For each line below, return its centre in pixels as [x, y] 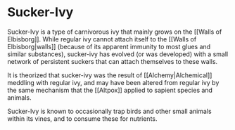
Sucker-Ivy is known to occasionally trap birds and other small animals [110, 111]
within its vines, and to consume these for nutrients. [82, 118]
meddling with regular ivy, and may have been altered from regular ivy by [113, 82]
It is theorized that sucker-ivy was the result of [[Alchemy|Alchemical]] [110, 75]
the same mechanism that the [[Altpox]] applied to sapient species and [110, 90]
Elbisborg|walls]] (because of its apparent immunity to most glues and [109, 46]
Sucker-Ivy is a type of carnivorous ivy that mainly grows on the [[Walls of [115, 32]
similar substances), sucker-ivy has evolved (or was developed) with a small [118, 54]
